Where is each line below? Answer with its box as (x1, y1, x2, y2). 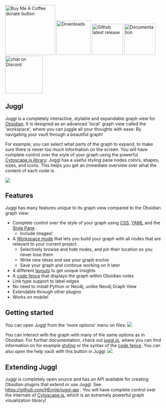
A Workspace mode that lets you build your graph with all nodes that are (12, 235, 161, 242)
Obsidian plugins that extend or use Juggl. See (5, 382, 101, 388)
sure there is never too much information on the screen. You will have (5, 146, 148, 152)
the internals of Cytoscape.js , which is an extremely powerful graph (5, 392, 145, 398)
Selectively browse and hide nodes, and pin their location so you (19, 246, 153, 252)
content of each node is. (5, 167, 56, 173)
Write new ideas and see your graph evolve (19, 257, 109, 263)
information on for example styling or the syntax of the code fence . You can (5, 343, 161, 349)
